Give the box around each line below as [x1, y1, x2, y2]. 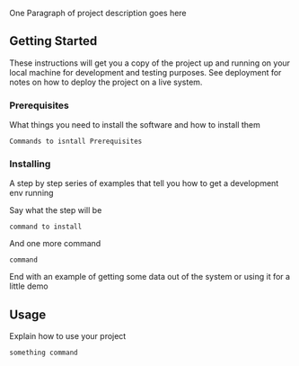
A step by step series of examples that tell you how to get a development [9, 178, 279, 189]
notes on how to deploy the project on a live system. [9, 76, 203, 87]
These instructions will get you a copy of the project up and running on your [9, 58, 290, 68]
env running [9, 188, 54, 199]
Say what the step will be [9, 205, 102, 216]
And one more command [9, 238, 101, 249]
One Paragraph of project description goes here [9, 8, 187, 18]
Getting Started [9, 33, 98, 49]
